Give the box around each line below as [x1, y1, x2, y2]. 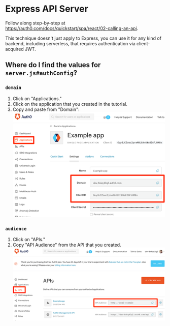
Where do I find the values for [5, 61, 101, 69]
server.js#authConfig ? [5, 69, 78, 77]
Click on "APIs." [12, 236, 46, 243]
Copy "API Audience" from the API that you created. [12, 242, 121, 248]
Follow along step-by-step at [5, 20, 65, 26]
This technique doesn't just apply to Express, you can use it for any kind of [5, 35, 161, 41]
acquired [5, 46, 24, 52]
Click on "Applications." [12, 95, 62, 102]
